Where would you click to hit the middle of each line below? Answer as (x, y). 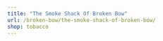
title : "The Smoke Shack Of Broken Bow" (68, 14)
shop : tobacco (28, 26)
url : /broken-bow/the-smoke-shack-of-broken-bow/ (82, 20)
